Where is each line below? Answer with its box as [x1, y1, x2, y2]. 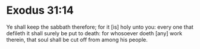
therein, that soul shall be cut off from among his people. [6, 36, 148, 43]
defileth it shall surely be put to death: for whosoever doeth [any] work [6, 29, 183, 36]
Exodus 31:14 [6, 4, 74, 17]
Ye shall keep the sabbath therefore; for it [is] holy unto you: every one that [6, 23, 194, 30]
